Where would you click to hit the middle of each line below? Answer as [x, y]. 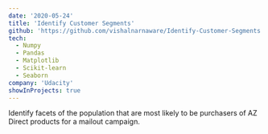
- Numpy [29, 46]
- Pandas [30, 53]
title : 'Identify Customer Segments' [72, 23]
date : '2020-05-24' [41, 16]
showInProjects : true [45, 90]
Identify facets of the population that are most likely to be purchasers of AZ [133, 113]
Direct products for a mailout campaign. [74, 122]
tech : [17, 38]
